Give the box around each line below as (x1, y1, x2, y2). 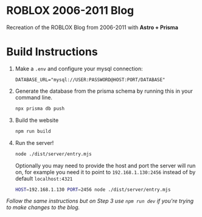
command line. (15, 93, 53, 101)
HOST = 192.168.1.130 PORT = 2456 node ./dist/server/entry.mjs (15, 186, 171, 193)
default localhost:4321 (15, 175, 73, 182)
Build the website (15, 116, 59, 124)
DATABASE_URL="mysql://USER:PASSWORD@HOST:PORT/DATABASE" (15, 76, 165, 82)
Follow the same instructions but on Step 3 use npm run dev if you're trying (6, 198, 194, 205)
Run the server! (15, 139, 54, 146)
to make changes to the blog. (6, 204, 80, 211)
